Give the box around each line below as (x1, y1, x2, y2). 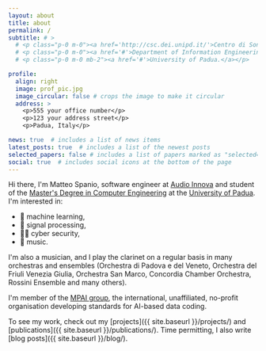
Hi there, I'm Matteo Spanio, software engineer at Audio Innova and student (8, 180, 255, 189)
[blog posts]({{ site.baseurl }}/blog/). (8, 334, 128, 343)
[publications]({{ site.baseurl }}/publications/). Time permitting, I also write (8, 326, 252, 335)
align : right (15, 77, 59, 86)
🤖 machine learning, (19, 212, 85, 222)
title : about (8, 19, 51, 27)
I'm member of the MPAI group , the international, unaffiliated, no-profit (8, 293, 239, 303)
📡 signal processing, (19, 220, 86, 230)
